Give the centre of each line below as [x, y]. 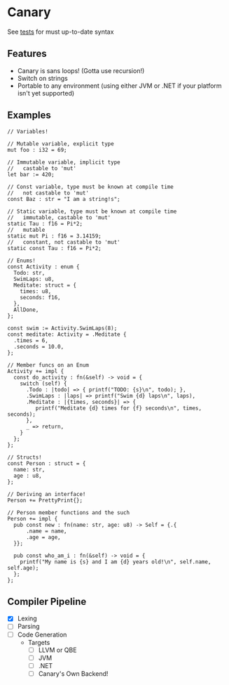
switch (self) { [44, 384]
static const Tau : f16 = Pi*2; [54, 248]
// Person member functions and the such [69, 513]
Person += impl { [33, 518]
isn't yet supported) [46, 93]
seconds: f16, [40, 297]
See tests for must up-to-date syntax [61, 32]
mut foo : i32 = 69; [37, 150]
